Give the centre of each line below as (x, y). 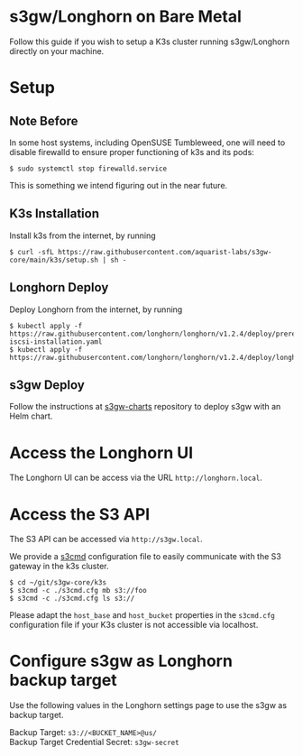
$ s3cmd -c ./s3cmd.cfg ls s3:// (72, 599)
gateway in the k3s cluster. (60, 567)
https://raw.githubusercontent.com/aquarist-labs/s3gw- (165, 252)
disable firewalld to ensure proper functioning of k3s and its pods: (132, 152)
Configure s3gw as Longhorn (121, 661)
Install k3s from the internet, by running (83, 235)
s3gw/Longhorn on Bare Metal (125, 17)
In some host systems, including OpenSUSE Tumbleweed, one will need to (147, 143)
